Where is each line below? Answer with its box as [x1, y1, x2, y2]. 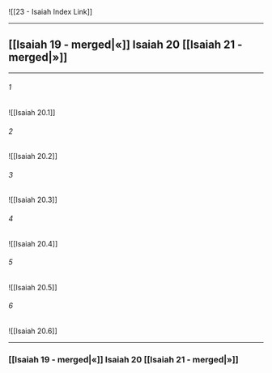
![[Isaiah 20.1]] [8, 108, 56, 118]
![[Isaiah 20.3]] [8, 195, 58, 205]
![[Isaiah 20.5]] [8, 282, 58, 292]
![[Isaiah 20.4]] [8, 238, 58, 248]
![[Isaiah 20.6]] [8, 326, 58, 336]
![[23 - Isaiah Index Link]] [8, 7, 93, 16]
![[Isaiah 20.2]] [8, 152, 58, 161]
